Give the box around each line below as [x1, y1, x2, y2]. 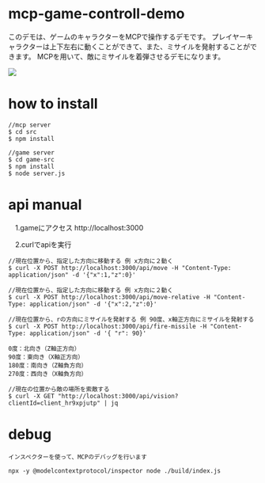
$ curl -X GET [8, 392, 55, 400]
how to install [8, 95, 98, 113]
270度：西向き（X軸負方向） [8, 370, 88, 378]
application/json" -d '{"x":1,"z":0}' [8, 271, 136, 279]
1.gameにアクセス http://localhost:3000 [14, 222, 144, 232]
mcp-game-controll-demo [8, 5, 185, 23]
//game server [8, 148, 55, 157]
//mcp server [8, 120, 51, 129]
